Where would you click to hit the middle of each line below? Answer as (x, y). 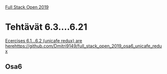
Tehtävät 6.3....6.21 (46, 27)
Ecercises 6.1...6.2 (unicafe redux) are (44, 40)
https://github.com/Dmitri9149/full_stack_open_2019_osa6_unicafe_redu (88, 46)
